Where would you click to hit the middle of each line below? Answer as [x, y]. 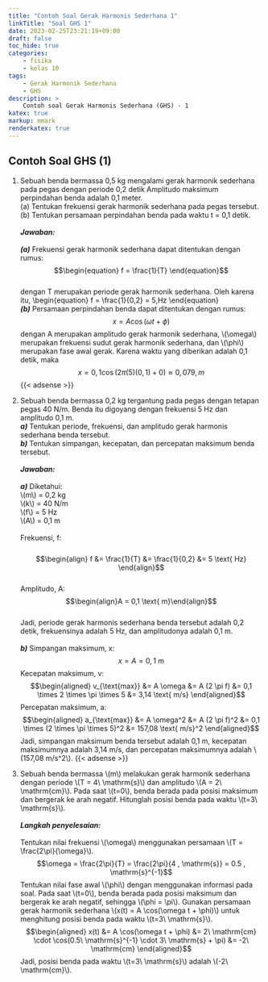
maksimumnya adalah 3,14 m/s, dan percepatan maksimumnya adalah [136, 749]
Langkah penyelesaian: [60, 825]
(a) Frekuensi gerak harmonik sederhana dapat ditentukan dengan [130, 249]
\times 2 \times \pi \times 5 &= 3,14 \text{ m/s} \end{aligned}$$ [141, 694]
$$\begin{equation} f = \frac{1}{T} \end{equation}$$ [141, 270]
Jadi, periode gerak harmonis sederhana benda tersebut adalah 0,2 [132, 622]
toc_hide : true [34, 46]
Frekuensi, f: [41, 537]
